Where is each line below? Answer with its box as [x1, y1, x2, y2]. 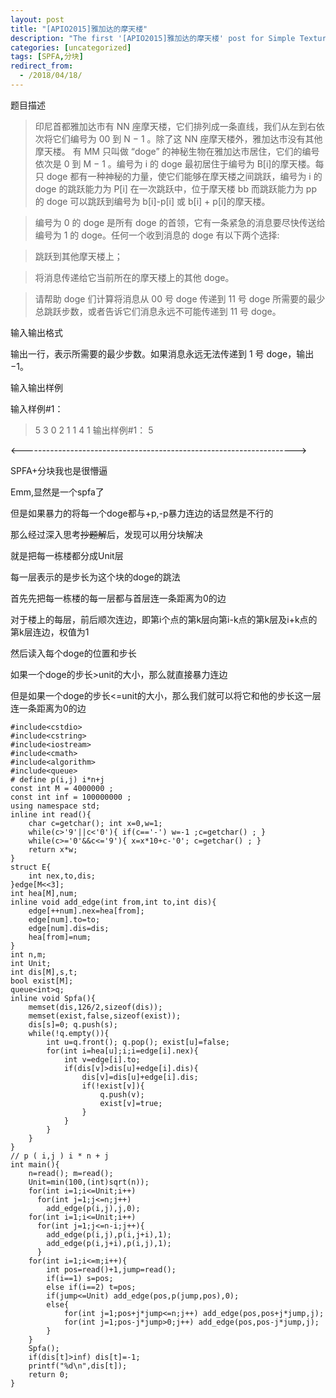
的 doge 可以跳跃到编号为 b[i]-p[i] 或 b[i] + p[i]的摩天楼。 [34, 195, 271, 207]
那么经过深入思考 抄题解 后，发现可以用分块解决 [10, 528, 203, 540]
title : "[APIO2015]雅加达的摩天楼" [10, 24, 148, 34]
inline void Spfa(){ [10, 993, 97, 1003]
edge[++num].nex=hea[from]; [28, 906, 145, 916]
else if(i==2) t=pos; [46, 1282, 137, 1292]
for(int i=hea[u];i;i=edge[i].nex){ [46, 1046, 199, 1056]
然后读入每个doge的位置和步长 [10, 647, 137, 659]
